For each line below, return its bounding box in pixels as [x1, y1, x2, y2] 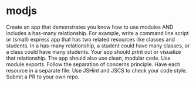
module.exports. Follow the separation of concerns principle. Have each [6, 60, 181, 68]
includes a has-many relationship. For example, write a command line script [6, 29, 189, 36]
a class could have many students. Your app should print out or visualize [6, 48, 181, 55]
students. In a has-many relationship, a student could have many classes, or [6, 42, 190, 49]
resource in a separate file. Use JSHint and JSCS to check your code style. [6, 67, 188, 74]
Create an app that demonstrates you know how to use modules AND [6, 23, 174, 30]
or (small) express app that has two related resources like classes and [6, 36, 175, 43]
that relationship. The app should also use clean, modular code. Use [6, 54, 171, 61]
